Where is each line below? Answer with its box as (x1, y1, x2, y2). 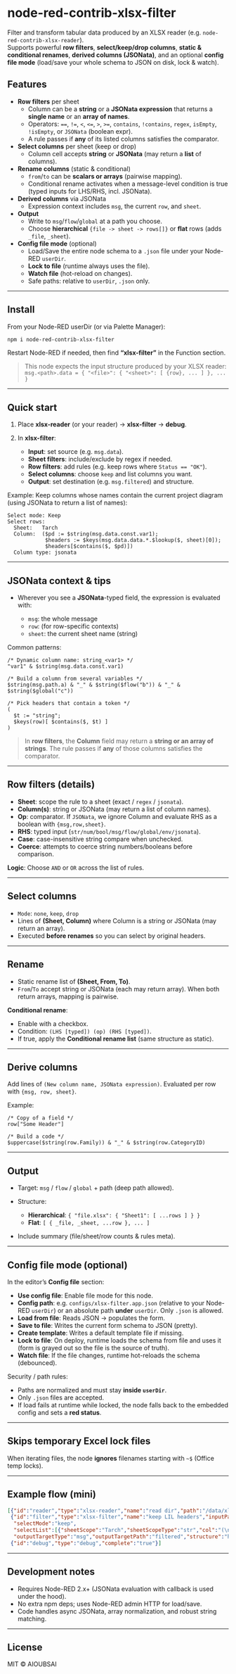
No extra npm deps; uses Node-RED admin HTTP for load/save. (17, 1599, 202, 1608)
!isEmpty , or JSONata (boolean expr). (27, 127, 133, 135)
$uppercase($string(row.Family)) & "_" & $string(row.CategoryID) (7, 1139, 206, 1146)
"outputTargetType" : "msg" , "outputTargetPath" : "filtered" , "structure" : (13, 1533, 225, 1540)
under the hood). (17, 1592, 67, 1600)
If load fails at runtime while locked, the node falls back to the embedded (17, 1400, 229, 1409)
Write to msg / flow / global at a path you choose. (27, 217, 163, 225)
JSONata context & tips (7, 575, 111, 587)
